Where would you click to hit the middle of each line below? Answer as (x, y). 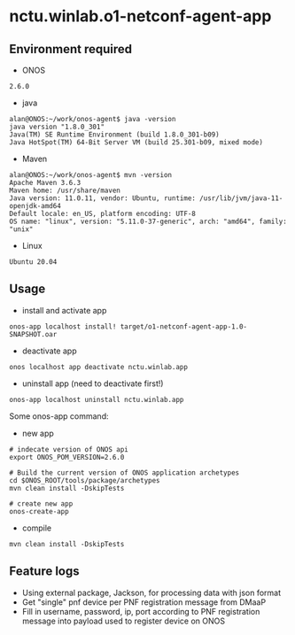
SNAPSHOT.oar (33, 334)
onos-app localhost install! (63, 326)
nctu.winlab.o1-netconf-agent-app (140, 16)
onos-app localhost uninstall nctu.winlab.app (97, 399)
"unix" (21, 229)
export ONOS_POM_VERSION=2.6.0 (67, 457)
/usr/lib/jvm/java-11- (241, 198)
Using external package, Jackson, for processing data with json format (151, 592)
